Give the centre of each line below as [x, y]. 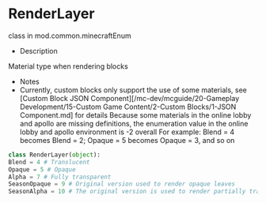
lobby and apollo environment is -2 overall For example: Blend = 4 [127, 132]
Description [38, 51]
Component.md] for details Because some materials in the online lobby [135, 115]
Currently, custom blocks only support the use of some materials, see [133, 90]
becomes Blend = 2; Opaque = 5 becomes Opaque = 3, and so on [127, 140]
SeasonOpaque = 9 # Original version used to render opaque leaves [122, 184]
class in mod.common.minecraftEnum [70, 36]
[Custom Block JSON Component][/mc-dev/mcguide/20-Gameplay [129, 98]
